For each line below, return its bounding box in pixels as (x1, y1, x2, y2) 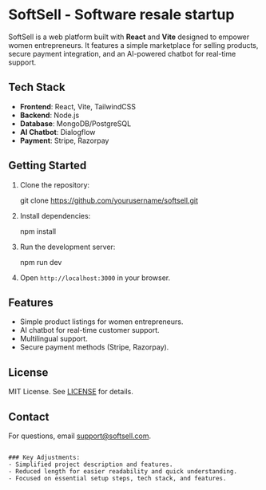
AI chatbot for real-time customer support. (19, 326, 160, 335)
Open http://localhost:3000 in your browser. (19, 273, 170, 283)
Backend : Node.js (19, 110, 80, 120)
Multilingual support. (19, 334, 88, 344)
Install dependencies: (19, 211, 91, 220)
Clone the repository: (19, 180, 90, 189)
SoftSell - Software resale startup (8, 6, 235, 24)
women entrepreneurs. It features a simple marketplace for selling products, (8, 40, 259, 49)
